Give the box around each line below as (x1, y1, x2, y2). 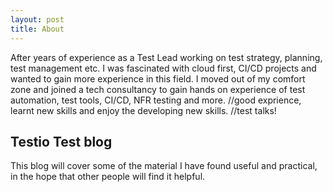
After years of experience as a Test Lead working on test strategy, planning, (10, 51, 323, 63)
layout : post (10, 14, 65, 25)
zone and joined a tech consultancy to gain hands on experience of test (10, 83, 306, 95)
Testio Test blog (10, 133, 113, 150)
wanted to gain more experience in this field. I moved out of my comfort (10, 72, 306, 85)
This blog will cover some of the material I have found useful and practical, (10, 160, 318, 172)
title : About (10, 24, 65, 34)
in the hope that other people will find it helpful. (10, 171, 206, 183)
